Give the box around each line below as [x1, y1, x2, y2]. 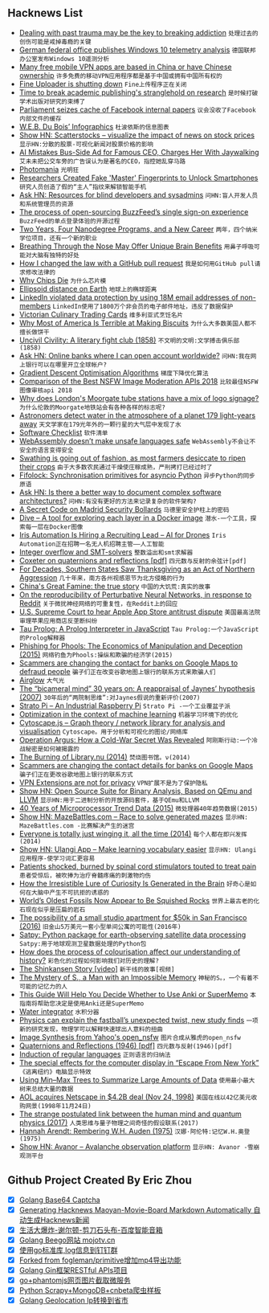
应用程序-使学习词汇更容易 [18, 854, 96, 862]
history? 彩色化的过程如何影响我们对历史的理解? [18, 955, 160, 965]
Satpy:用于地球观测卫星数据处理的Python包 [18, 939, 147, 947]
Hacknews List [7, 6, 84, 20]
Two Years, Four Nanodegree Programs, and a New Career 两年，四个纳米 [18, 224, 258, 234]
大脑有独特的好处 [31, 251, 79, 260]
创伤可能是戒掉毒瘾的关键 [18, 38, 92, 46]
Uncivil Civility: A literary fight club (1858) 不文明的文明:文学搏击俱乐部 [18, 335, 240, 345]
